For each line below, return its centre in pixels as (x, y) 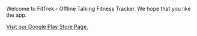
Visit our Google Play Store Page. (47, 27)
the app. (17, 15)
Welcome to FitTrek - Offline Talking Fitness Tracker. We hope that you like (98, 9)
